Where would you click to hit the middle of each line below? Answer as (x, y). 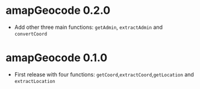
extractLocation (35, 81)
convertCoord (31, 34)
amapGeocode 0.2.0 (58, 11)
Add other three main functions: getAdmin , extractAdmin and (89, 27)
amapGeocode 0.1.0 (57, 58)
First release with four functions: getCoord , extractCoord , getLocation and (104, 74)
